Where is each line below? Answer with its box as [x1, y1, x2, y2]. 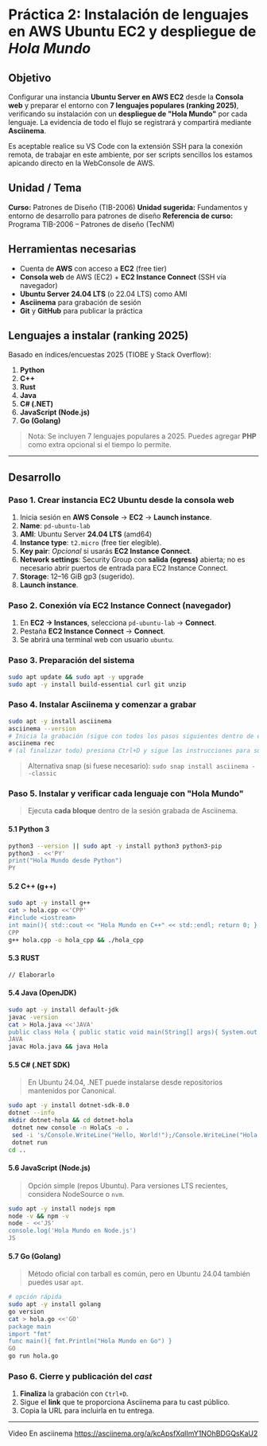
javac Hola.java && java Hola [8, 1043, 109, 1051]
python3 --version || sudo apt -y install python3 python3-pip [8, 842, 222, 850]
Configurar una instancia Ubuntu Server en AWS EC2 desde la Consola [8, 92, 244, 101]
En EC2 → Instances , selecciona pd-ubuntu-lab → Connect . [19, 618, 217, 628]
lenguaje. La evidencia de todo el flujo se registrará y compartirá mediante [8, 118, 252, 127]
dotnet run [11, 1138, 48, 1147]
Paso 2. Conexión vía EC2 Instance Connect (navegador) [8, 600, 232, 611]
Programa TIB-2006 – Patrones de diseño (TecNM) [8, 219, 175, 228]
